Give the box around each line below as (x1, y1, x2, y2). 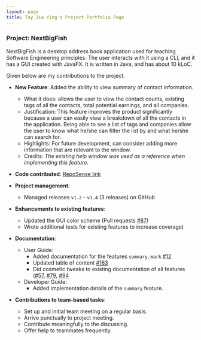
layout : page (6, 8, 39, 15)
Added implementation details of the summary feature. (32, 284, 163, 292)
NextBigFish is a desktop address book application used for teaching (6, 47, 176, 54)
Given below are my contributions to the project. (6, 72, 126, 79)
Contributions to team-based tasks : (14, 296, 106, 303)
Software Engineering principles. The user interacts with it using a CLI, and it (6, 54, 195, 61)
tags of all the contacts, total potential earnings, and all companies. (23, 101, 190, 108)
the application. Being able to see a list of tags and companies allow (23, 120, 191, 127)
